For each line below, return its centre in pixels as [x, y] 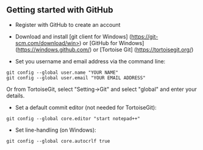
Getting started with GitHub [60, 10]
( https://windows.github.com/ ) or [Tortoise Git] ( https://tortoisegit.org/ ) [104, 49]
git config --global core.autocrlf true [59, 141]
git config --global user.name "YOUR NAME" [62, 73]
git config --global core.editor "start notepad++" [73, 118]
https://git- [144, 37]
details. [16, 95]
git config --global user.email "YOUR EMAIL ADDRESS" [76, 78]
